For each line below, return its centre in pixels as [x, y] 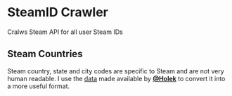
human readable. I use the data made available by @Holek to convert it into [116, 78]
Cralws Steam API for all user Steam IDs [65, 32]
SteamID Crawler [58, 12]
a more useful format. [39, 86]
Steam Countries [45, 54]
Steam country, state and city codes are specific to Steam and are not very [116, 71]
